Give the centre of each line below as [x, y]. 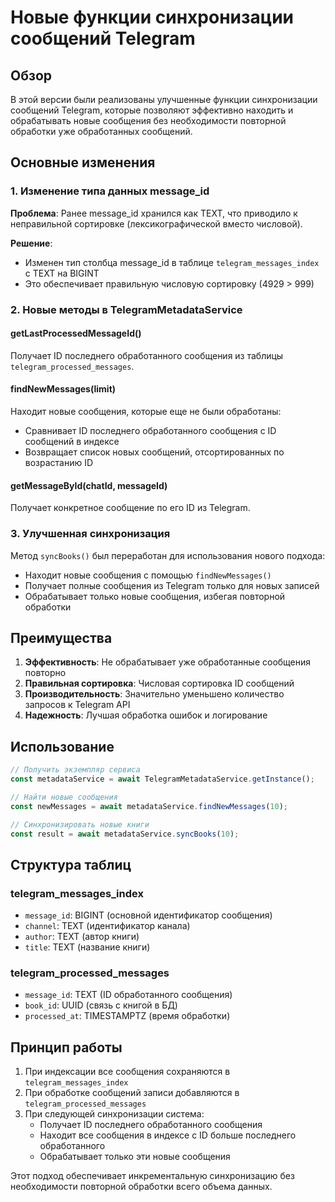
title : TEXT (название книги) [87, 947]
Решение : [31, 243]
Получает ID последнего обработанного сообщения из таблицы [147, 355]
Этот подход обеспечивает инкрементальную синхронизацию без [152, 1176]
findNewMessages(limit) [63, 389]
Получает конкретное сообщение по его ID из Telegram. [130, 508]
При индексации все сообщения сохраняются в [127, 1072]
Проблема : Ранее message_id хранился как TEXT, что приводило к [154, 213]
